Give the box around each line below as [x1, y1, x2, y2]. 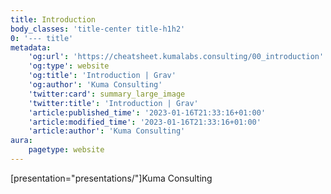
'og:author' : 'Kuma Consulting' [28, 80, 163, 90]
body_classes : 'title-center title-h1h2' [10, 24, 186, 34]
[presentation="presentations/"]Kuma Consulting [10, 172, 213, 184]
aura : [10, 136, 33, 146]
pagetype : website [28, 145, 105, 155]
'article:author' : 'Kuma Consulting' [28, 126, 186, 136]
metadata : [10, 42, 52, 53]
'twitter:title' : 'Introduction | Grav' [28, 98, 199, 108]
